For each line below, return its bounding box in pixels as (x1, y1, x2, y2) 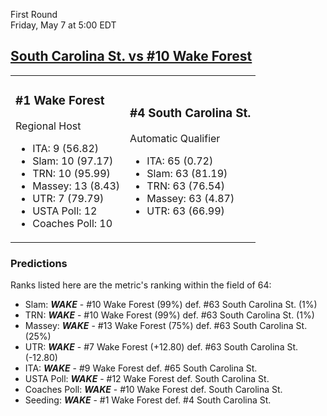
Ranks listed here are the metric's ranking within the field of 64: (10, 279, 272, 291)
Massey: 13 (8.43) (32, 179, 121, 193)
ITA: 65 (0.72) (146, 154, 214, 168)
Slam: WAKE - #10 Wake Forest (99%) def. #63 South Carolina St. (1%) (24, 299, 318, 311)
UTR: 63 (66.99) (146, 204, 225, 218)
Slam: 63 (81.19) (146, 166, 228, 180)
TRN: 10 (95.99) (32, 166, 111, 180)
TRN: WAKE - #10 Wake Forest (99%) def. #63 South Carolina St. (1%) (24, 309, 315, 321)
